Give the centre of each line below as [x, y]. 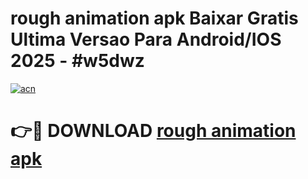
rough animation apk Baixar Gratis [154, 18]
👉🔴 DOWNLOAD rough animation [153, 131]
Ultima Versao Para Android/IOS [146, 39]
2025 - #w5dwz [77, 61]
